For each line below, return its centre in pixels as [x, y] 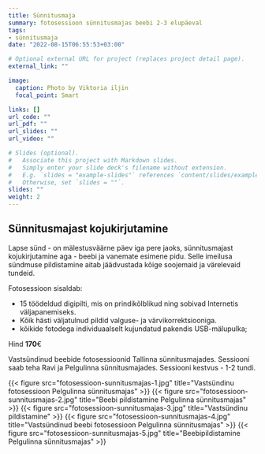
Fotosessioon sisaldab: [45, 288]
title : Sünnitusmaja [42, 15]
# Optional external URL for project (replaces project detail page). [127, 59]
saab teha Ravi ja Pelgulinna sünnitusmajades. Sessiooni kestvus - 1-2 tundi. [132, 367]
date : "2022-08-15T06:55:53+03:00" [67, 45]
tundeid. [22, 273]
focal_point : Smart [47, 95]
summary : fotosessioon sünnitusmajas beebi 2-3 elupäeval [105, 23]
